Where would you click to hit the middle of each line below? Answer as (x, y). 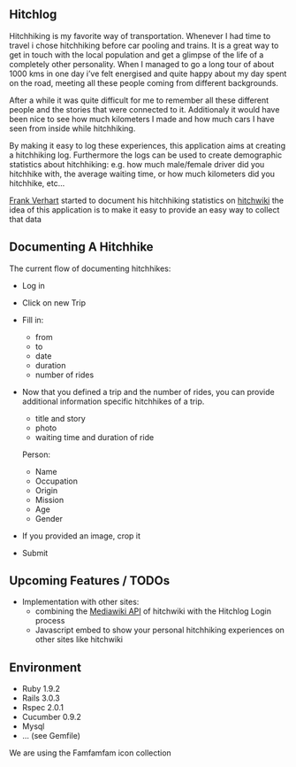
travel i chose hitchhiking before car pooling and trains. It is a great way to (144, 45)
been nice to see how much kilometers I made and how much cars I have (142, 119)
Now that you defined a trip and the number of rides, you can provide (148, 391)
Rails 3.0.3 (41, 698)
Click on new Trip (54, 302)
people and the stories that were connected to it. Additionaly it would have (144, 109)
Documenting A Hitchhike (81, 247)
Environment (46, 667)
